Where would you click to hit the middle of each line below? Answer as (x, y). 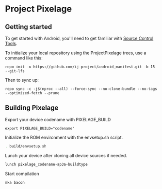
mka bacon (15, 182)
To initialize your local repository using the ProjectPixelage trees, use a (76, 53)
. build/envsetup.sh (26, 146)
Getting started (29, 27)
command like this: (24, 58)
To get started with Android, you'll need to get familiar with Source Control (79, 38)
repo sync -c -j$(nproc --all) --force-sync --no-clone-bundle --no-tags (81, 89)
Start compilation (22, 174)
